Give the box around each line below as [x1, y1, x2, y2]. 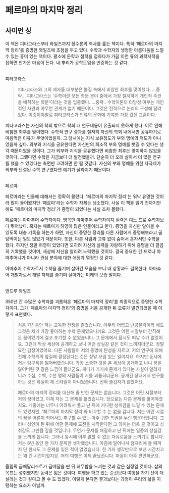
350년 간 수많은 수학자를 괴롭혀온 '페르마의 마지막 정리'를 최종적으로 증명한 [5, 299, 153, 305]
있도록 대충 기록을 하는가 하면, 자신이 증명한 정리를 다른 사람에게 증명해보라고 [5, 229, 157, 235]
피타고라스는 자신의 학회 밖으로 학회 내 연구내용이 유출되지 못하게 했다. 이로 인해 [5, 122, 163, 128]
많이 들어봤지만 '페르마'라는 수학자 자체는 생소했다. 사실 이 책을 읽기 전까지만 [10, 200, 161, 206]
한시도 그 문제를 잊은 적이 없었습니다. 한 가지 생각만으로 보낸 [28, 447, 147, 452]
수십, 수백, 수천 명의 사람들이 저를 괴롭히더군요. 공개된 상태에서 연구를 [27, 372, 164, 378]
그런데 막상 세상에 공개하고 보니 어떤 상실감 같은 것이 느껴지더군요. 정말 [24, 341, 164, 347]
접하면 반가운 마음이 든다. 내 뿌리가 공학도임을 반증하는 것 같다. [5, 60, 129, 66]
